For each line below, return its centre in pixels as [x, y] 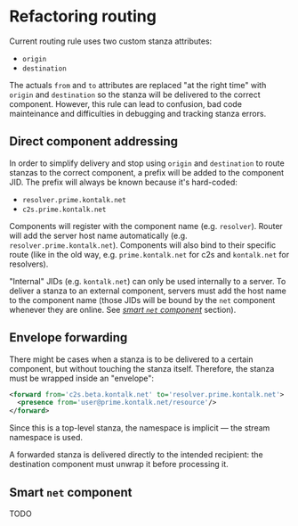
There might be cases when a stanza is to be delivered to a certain [131, 359]
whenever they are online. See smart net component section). [123, 309]
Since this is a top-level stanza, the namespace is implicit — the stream [140, 428]
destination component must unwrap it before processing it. [119, 464]
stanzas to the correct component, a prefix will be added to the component [147, 172]
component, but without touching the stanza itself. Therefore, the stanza [142, 368]
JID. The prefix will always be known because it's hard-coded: [124, 182]
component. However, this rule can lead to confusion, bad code [126, 103]
